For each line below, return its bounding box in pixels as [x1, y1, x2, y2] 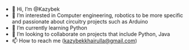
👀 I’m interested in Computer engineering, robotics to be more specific [11, 12, 184, 19]
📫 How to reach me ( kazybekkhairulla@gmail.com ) [11, 37, 138, 44]
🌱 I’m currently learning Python [11, 24, 87, 31]
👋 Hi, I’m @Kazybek [11, 6, 60, 12]
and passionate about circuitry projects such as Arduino [11, 18, 148, 25]
